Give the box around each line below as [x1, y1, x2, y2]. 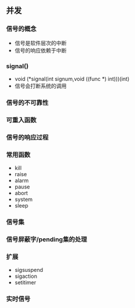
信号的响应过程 [6, 133, 49, 141]
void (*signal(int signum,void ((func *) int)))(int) [14, 75, 130, 82]
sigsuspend [14, 267, 43, 274]
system [14, 196, 33, 203]
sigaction [14, 273, 37, 280]
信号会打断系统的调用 [14, 82, 67, 89]
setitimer [14, 279, 37, 286]
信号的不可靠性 [6, 98, 49, 106]
